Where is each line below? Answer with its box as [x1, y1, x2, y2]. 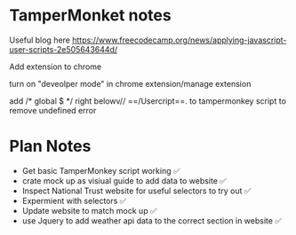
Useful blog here [9, 35, 71, 45]
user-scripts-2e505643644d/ [9, 43, 118, 54]
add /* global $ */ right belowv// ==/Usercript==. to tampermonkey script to [9, 95, 287, 106]
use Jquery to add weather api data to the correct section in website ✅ [21, 215, 282, 226]
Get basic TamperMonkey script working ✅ [21, 165, 180, 176]
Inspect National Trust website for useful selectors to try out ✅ [21, 185, 252, 196]
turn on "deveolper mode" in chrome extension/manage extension [9, 78, 252, 89]
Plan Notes [9, 137, 92, 156]
